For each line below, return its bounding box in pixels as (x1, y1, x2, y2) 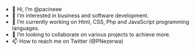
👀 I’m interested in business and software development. (11, 12, 149, 19)
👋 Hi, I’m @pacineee (11, 6, 62, 12)
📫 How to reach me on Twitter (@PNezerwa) (11, 37, 124, 45)
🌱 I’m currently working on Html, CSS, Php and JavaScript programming (11, 18, 190, 25)
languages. (11, 24, 40, 32)
